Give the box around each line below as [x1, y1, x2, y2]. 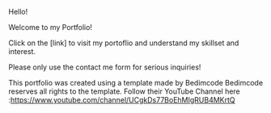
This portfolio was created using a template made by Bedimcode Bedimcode [8, 78, 264, 87]
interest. [8, 47, 36, 56]
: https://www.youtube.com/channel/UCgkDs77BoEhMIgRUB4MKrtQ [8, 95, 236, 104]
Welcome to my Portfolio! [8, 23, 93, 31]
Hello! [8, 7, 28, 16]
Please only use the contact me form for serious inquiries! [8, 62, 201, 72]
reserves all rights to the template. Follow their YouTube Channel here [8, 86, 240, 96]
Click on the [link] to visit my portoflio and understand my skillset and [8, 38, 239, 48]
